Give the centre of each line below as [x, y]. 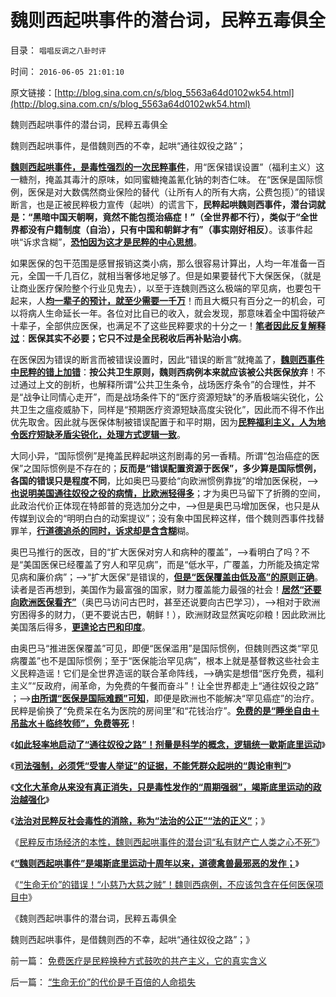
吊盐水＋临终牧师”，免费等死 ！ [74, 723]
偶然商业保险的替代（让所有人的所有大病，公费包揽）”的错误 [202, 192]
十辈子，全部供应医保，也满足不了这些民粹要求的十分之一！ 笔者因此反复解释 [168, 325]
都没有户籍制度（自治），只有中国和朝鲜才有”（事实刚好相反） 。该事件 [161, 229]
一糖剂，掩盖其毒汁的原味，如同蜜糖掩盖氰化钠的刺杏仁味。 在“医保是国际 [162, 179]
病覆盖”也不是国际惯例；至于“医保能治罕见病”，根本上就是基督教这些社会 [161, 660]
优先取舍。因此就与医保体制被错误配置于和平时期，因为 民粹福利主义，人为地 [168, 422]
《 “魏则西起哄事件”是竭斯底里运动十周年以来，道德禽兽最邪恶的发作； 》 [155, 863]
